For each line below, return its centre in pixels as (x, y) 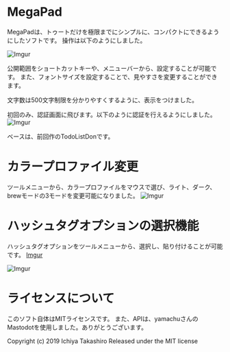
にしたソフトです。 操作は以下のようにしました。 (77, 40)
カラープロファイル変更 (73, 167)
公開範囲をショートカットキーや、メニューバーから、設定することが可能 (109, 68)
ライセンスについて (61, 298)
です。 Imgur (25, 255)
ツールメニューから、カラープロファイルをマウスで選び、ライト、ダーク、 (112, 187)
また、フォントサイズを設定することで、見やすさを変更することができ (119, 77)
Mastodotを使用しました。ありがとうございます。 (77, 327)
